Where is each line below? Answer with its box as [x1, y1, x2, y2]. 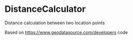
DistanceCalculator [4, 3, 86, 15]
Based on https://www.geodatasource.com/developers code [4, 29, 128, 35]
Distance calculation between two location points [4, 20, 105, 26]
